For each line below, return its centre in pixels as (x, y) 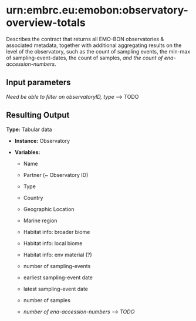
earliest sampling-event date (58, 277)
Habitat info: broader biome (57, 232)
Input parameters (39, 83)
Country (33, 198)
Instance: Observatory (42, 141)
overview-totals (46, 23)
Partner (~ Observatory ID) (56, 175)
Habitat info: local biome (53, 243)
